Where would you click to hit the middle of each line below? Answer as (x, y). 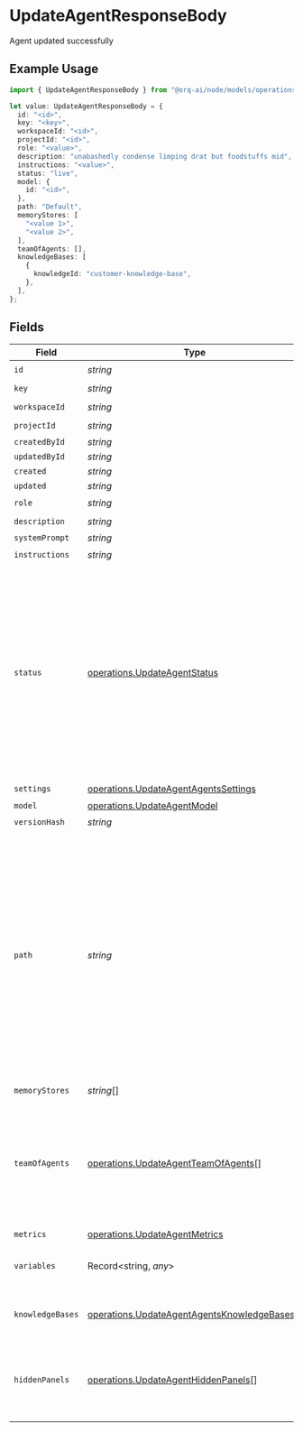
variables (35, 1266)
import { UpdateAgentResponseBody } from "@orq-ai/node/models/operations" (155, 90)
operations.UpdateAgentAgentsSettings (172, 789)
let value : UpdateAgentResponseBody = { (87, 106)
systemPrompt (42, 538)
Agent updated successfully (62, 41)
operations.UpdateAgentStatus (153, 673)
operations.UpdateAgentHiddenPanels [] (172, 1380)
